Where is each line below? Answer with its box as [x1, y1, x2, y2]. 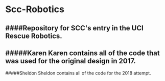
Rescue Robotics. [5, 31, 62, 40]
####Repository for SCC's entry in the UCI [5, 24, 144, 32]
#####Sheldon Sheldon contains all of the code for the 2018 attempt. [5, 70, 152, 76]
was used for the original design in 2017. [5, 57, 136, 65]
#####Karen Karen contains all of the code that [5, 49, 160, 57]
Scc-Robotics [5, 4, 65, 15]
